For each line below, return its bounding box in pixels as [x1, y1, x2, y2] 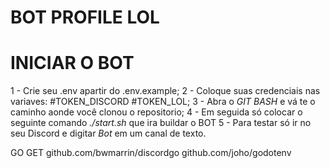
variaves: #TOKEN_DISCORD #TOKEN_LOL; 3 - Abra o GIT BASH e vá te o [10, 96, 316, 108]
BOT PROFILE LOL [10, 6, 160, 29]
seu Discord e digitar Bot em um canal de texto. [10, 127, 207, 140]
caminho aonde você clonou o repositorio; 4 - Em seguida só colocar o [10, 106, 303, 118]
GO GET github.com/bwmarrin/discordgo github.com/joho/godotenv [10, 147, 292, 159]
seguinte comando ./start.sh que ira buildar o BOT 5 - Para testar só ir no [10, 117, 312, 129]
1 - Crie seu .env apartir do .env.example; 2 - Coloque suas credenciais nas [10, 85, 321, 97]
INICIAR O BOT [10, 52, 135, 75]
